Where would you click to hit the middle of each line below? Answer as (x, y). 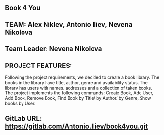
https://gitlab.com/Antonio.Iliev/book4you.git (77, 126)
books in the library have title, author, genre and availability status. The (76, 82)
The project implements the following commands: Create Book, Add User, (79, 93)
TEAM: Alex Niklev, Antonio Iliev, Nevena (69, 25)
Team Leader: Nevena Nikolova (54, 49)
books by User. (20, 103)
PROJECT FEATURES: (39, 66)
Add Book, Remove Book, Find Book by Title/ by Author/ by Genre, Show (78, 98)
